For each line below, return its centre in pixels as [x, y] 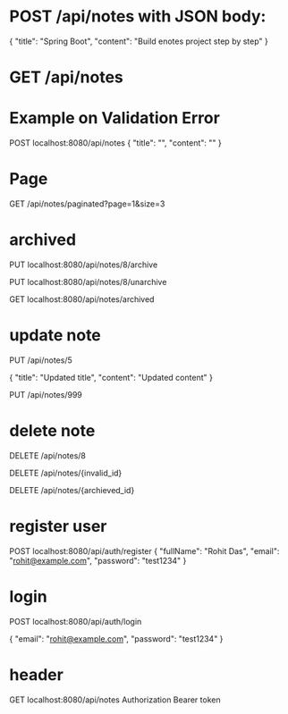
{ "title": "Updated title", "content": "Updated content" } [111, 377]
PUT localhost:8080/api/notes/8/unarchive [88, 281]
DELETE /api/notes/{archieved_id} [72, 490]
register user [58, 526]
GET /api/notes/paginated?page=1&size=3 [87, 204]
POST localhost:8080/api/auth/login [76, 621]
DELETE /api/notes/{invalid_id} [66, 473]
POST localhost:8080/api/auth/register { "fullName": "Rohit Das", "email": [144, 550]
